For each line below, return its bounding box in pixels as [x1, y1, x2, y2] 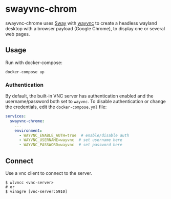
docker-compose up [5, 69, 45, 74]
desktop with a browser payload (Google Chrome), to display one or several [5, 25, 165, 31]
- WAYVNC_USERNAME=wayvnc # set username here [18, 137, 123, 143]
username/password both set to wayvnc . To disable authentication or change [5, 98, 166, 105]
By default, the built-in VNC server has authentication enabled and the [5, 93, 154, 99]
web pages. [5, 31, 30, 37]
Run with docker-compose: [5, 59, 63, 66]
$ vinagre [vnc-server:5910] [5, 189, 68, 194]
